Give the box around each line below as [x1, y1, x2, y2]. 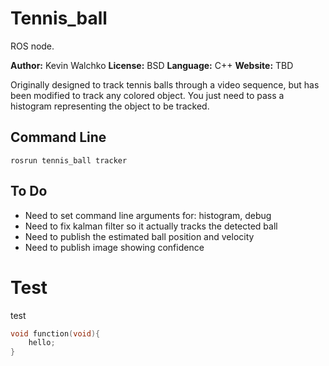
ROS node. [10, 40, 55, 52]
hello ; [28, 338, 56, 348]
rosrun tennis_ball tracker [10, 155, 128, 166]
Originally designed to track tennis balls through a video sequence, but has [10, 78, 320, 91]
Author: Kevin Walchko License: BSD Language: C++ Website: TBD [10, 59, 294, 71]
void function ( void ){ [10, 328, 101, 339]
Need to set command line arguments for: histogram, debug [24, 209, 272, 221]
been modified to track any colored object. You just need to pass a [10, 89, 285, 101]
